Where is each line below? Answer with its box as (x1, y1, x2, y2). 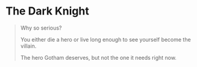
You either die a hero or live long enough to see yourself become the (20, 36, 191, 43)
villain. (20, 42, 37, 49)
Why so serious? (20, 24, 62, 31)
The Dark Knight (5, 4, 90, 18)
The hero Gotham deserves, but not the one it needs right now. (20, 54, 177, 61)
